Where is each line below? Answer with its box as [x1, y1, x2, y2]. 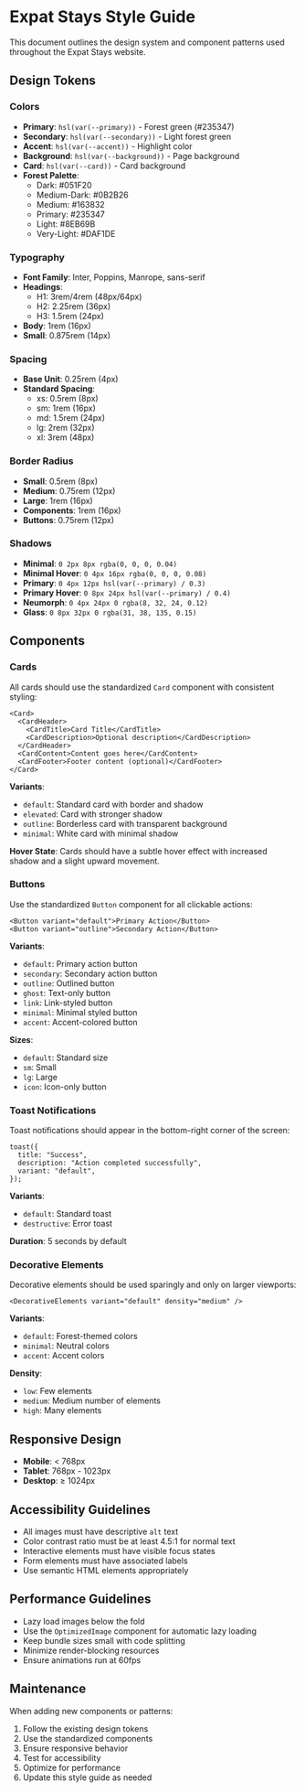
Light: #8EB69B [36, 218, 96, 230]
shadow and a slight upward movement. [9, 855, 160, 866]
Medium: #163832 [36, 199, 105, 209]
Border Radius [9, 455, 74, 467]
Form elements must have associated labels [22, 1555, 189, 1566]
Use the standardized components [22, 1733, 153, 1744]
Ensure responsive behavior [22, 1743, 129, 1754]
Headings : [22, 281, 63, 292]
